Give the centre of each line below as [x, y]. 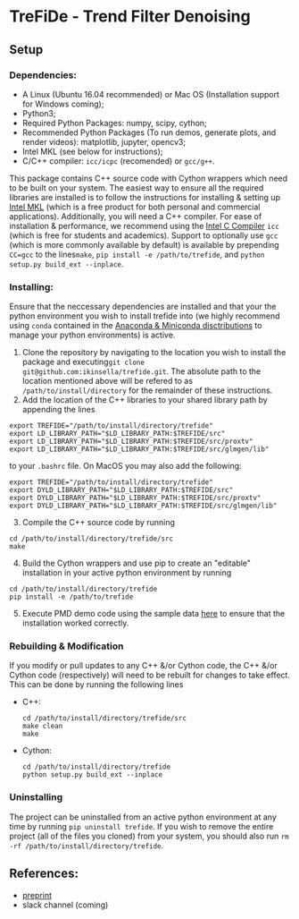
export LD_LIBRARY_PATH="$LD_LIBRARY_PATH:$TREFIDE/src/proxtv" [131, 442]
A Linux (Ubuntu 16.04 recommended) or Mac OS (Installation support [150, 94]
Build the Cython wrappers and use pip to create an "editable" [137, 563]
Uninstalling [36, 797]
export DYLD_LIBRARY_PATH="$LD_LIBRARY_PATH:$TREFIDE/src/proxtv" [135, 498]
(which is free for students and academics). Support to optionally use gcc [144, 235]
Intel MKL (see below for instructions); [92, 151]
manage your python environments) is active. [92, 335]
